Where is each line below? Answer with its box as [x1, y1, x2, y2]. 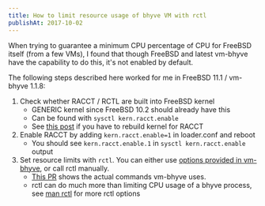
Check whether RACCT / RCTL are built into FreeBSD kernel [19, 96, 215, 106]
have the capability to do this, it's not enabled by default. [8, 57, 194, 67]
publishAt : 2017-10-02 [8, 19, 83, 27]
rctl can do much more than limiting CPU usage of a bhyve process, [31, 180, 252, 189]
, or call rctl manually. [40, 163, 109, 173]
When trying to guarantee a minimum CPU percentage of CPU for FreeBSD [8, 40, 252, 50]
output [31, 147, 54, 156]
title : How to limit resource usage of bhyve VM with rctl [8, 11, 207, 20]
